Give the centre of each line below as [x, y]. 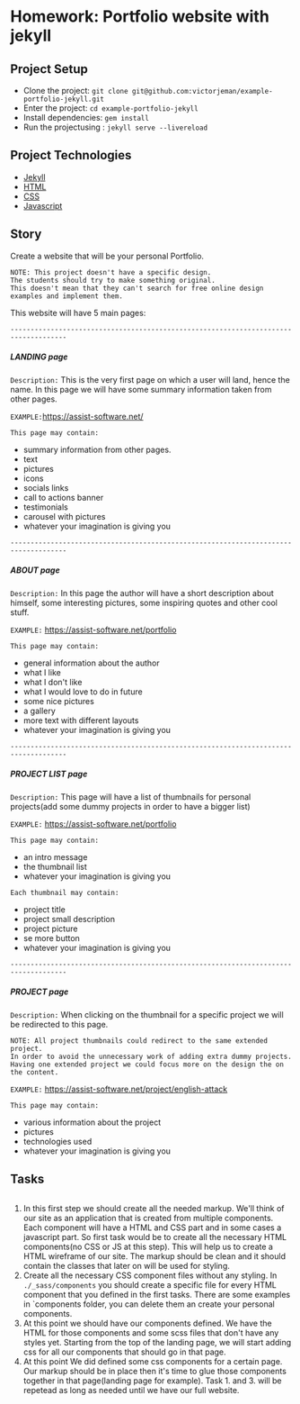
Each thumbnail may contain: [65, 892]
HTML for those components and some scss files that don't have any [151, 1333]
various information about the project [92, 1122]
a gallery [40, 711]
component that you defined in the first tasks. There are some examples [157, 1295]
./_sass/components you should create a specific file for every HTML [150, 1285]
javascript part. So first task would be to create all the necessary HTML [155, 1237]
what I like [42, 672]
